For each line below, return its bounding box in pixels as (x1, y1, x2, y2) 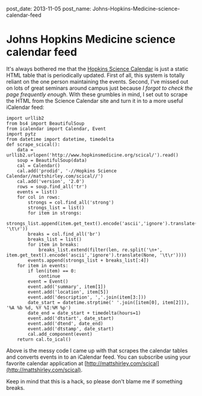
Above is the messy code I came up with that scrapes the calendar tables (6, 347, 188, 354)
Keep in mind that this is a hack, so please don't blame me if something (6, 377, 183, 385)
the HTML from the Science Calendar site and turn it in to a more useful (6, 97, 183, 104)
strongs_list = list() (28, 205, 85, 211)
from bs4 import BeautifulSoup (6, 120, 85, 126)
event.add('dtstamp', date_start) (28, 326, 114, 332)
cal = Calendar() (17, 162, 61, 169)
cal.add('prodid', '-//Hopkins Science (17, 168, 117, 174)
